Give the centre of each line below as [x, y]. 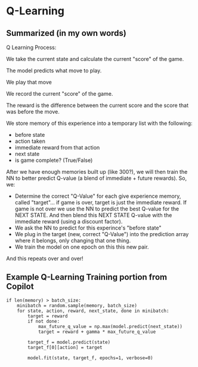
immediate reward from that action [57, 147]
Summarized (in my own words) [66, 33]
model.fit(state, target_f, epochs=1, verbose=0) [90, 358]
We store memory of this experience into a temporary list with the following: [99, 123]
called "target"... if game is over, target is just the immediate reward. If [100, 202]
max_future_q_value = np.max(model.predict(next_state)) [110, 326]
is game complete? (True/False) [54, 160]
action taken [30, 141]
